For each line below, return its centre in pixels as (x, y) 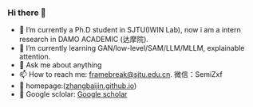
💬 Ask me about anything (60, 65)
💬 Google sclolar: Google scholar (73, 94)
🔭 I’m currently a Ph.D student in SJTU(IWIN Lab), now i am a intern (130, 30)
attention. (35, 57)
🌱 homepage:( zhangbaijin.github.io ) (78, 86)
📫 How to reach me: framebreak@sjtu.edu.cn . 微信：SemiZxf (121, 75)
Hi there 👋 (27, 13)
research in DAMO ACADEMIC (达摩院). (84, 40)
